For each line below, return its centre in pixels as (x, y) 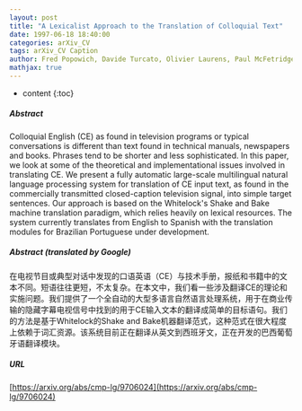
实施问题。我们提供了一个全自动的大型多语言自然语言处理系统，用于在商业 (147, 298)
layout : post (34, 17)
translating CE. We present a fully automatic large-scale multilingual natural (149, 174)
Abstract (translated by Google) (71, 252)
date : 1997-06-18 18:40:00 (60, 34)
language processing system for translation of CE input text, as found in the (149, 184)
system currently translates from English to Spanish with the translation (142, 222)
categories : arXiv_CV (50, 43)
